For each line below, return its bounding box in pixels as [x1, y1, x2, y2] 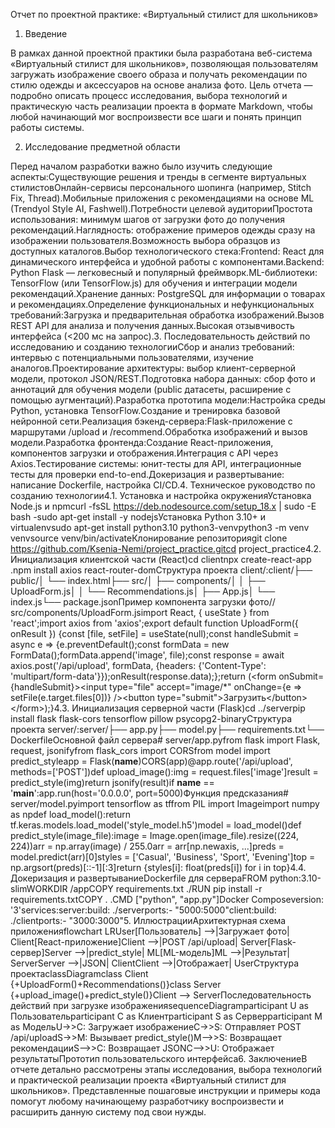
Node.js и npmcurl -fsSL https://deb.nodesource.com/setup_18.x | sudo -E [10, 500, 317, 512]
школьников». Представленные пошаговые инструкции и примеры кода [10, 1085, 321, 1096]
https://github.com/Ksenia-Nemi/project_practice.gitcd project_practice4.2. [10, 543, 322, 554]
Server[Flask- [239, 936, 297, 948]
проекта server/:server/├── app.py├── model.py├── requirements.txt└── [10, 724, 325, 735]
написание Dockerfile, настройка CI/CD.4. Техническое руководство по [10, 479, 316, 491]
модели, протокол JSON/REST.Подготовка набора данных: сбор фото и [10, 373, 316, 384]
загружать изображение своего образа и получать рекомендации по [10, 69, 308, 80]
